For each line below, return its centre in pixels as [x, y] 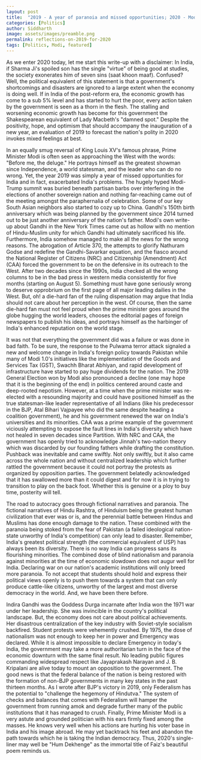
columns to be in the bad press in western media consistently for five [91, 277]
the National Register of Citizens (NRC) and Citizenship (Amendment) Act [97, 258]
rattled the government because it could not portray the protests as [89, 467]
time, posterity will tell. [34, 492]
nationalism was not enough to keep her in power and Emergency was [93, 636]
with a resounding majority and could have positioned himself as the [110, 397]
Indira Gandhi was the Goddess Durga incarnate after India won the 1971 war [100, 604]
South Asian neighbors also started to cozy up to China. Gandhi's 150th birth [100, 207]
